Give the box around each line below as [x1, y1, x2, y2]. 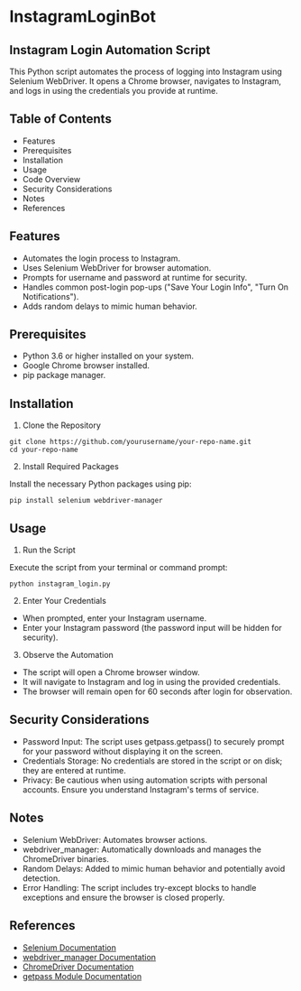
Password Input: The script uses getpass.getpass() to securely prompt [22, 736, 285, 746]
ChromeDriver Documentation [22, 961, 134, 972]
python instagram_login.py [9, 579, 111, 588]
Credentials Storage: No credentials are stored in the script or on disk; [22, 755, 283, 766]
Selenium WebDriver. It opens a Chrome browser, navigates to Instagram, [9, 76, 282, 87]
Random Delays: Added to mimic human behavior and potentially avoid [22, 863, 286, 874]
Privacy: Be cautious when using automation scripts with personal [22, 774, 268, 785]
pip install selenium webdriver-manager [9, 496, 164, 505]
